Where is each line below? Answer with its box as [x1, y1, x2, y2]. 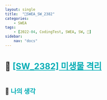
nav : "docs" [13, 39, 38, 43]
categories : [5, 16, 29, 21]
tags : [5, 25, 16, 30]
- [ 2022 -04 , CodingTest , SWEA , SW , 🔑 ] [13, 29, 92, 34]
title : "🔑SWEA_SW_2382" [5, 12, 55, 16]
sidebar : [5, 34, 23, 39]
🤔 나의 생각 [5, 87, 36, 96]
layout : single [5, 7, 36, 12]
